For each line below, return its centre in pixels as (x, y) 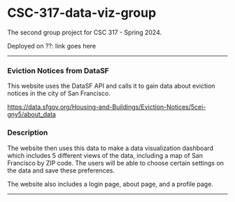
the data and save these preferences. (61, 170)
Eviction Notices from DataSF (58, 70)
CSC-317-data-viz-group (82, 13)
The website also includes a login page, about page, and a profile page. (110, 184)
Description (28, 133)
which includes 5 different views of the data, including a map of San (105, 155)
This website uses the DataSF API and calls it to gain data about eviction (111, 86)
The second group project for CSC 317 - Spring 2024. (85, 32)
